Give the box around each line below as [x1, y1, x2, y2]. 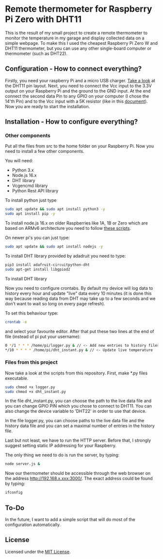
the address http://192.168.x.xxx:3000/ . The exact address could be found [5, 476, 153, 482]
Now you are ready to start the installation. [5, 103, 90, 109]
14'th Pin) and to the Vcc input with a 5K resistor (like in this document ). [5, 98, 148, 104]
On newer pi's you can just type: [5, 235, 70, 241]
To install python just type [5, 197, 57, 203]
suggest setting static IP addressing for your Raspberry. [5, 443, 117, 448]
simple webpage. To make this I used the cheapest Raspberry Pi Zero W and [5, 40, 158, 46]
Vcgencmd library [12, 183, 48, 188]
